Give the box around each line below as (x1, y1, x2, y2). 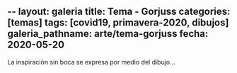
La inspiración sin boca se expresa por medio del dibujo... (7, 57, 175, 66)
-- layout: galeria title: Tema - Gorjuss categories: (7, 6, 231, 18)
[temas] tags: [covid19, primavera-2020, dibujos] (7, 17, 229, 29)
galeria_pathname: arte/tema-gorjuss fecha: (7, 28, 209, 40)
